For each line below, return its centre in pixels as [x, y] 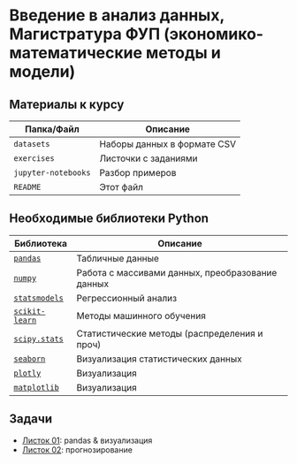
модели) [42, 72]
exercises [34, 159]
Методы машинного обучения [141, 316]
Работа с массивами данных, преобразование [177, 272]
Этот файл [122, 187]
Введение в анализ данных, [117, 15]
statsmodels [39, 298]
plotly [27, 373]
